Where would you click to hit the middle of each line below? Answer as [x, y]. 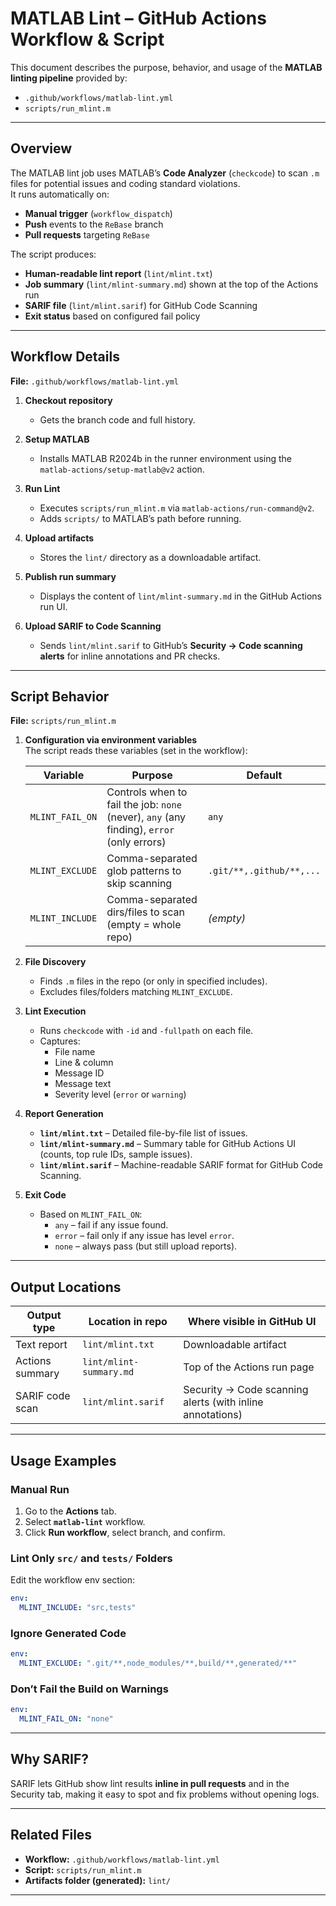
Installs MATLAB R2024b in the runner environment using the [166, 458]
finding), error [140, 830]
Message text [83, 1084]
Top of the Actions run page [249, 1367]
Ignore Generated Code [68, 1633]
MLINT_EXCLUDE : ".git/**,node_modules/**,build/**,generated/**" [158, 1663]
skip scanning [139, 884]
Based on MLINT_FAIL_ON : [91, 1214]
